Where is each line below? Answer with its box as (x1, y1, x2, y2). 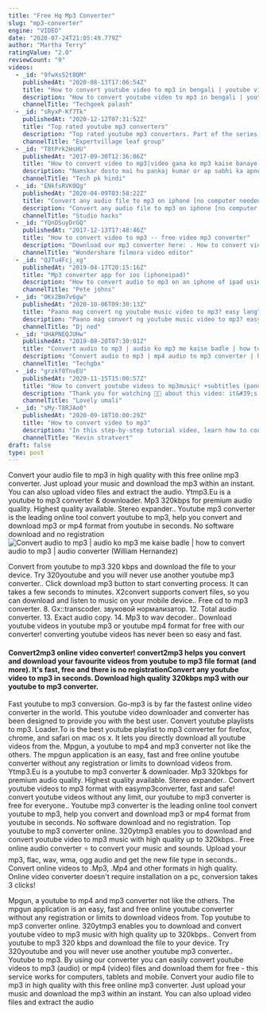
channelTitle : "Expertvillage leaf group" (22, 137, 165, 146)
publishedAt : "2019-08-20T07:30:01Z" (22, 338, 148, 346)
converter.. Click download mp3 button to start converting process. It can (8, 579, 249, 589)
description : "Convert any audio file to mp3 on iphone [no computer (22, 204, 258, 212)
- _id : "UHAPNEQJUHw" (15, 330, 87, 338)
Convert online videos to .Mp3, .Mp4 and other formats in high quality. (8, 863, 238, 873)
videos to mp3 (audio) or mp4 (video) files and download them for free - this (8, 964, 259, 973)
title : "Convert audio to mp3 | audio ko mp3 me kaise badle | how (22, 345, 250, 353)
